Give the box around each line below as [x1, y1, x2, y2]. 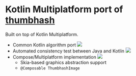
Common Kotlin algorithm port [12, 42, 76, 48]
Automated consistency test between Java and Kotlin [12, 47, 125, 54]
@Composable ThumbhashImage [20, 65, 80, 71]
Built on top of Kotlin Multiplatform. [5, 31, 78, 37]
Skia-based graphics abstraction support [20, 59, 107, 65]
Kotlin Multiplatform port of [5, 4, 123, 15]
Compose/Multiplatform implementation [12, 54, 97, 60]
